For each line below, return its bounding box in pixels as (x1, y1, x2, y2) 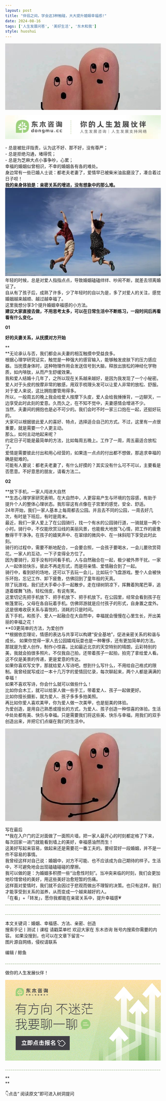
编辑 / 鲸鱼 (5, 949, 27, 955)
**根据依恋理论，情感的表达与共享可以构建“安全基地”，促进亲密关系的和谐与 (5, 631, 161, 637)
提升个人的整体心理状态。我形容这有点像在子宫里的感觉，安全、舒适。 (5, 501, 148, 507)
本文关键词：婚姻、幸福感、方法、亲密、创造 (5, 920, 96, 926)
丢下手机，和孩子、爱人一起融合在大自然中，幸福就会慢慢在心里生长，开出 (5, 612, 157, 618)
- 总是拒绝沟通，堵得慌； (5, 151, 56, 157)
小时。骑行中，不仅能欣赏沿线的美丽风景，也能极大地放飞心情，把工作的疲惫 (5, 525, 161, 531)
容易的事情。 (13, 851, 40, 857)
